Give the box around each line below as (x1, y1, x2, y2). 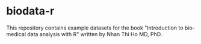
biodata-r (6, 4, 55, 18)
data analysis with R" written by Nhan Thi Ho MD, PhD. (26, 30, 162, 37)
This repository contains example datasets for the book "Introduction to (6, 24, 184, 31)
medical (6, 30, 26, 37)
